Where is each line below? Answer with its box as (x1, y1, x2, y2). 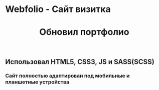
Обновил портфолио (39, 26, 129, 38)
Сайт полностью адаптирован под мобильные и (5, 72, 130, 79)
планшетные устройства (5, 78, 70, 85)
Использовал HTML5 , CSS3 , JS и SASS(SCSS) (5, 57, 154, 66)
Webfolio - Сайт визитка (5, 3, 111, 15)
